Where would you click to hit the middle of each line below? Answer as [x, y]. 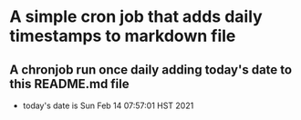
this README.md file [69, 84]
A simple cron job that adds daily [136, 17]
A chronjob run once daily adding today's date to [151, 70]
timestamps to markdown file [123, 36]
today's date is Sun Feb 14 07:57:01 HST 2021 [108, 105]
